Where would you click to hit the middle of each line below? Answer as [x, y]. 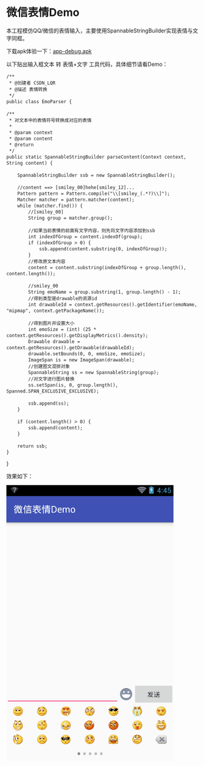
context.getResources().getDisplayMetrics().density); [77, 335]
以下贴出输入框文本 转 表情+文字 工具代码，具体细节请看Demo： [87, 64]
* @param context [31, 132]
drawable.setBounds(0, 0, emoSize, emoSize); [87, 354]
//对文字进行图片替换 [51, 379]
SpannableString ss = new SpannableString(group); [94, 372]
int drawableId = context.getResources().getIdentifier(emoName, [113, 305]
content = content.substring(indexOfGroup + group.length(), [107, 267]
